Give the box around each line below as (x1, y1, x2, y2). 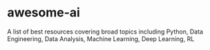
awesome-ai (7, 5, 81, 21)
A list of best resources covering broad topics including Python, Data (7, 27, 204, 36)
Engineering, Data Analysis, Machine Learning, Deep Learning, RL (7, 34, 195, 42)
